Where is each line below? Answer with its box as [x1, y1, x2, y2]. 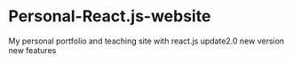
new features [8, 44, 57, 55]
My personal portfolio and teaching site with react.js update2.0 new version [8, 35, 285, 46]
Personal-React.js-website [8, 6, 211, 27]
